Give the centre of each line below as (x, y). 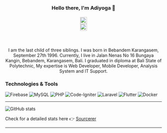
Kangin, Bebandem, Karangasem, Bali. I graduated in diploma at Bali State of (83, 60)
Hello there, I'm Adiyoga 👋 (83, 8)
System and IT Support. (83, 71)
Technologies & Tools (32, 84)
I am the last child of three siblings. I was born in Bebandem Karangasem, (83, 50)
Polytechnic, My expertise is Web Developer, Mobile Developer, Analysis (83, 66)
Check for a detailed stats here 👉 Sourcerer (51, 119)
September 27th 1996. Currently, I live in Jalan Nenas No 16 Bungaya (83, 55)
